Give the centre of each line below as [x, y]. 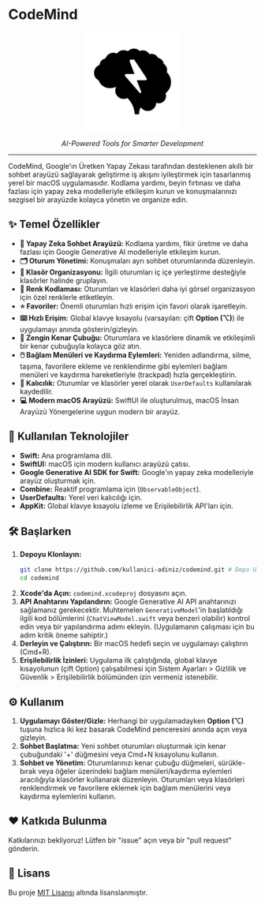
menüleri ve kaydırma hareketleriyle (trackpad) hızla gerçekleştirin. [128, 374]
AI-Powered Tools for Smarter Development [132, 143]
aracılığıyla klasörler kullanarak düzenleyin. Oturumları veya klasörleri [132, 780]
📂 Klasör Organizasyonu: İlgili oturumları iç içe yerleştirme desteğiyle [133, 272]
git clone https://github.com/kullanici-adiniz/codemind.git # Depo [134, 570]
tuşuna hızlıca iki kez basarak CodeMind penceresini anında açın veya [133, 729]
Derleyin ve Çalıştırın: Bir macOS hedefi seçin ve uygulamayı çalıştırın [134, 644]
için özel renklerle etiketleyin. [67, 297]
